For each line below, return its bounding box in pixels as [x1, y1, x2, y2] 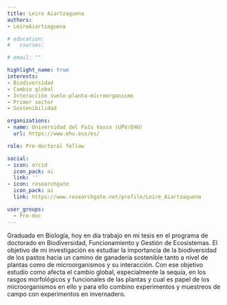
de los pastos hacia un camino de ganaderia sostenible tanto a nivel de [7, 253, 208, 262]
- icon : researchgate [7, 180, 69, 188]
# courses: [7, 42, 45, 49]
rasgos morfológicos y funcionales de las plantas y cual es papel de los [7, 275, 210, 283]
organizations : [7, 118, 51, 125]
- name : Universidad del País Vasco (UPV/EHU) [7, 124, 143, 131]
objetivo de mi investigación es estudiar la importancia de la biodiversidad [7, 246, 217, 254]
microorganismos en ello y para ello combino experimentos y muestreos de [7, 282, 221, 291]
